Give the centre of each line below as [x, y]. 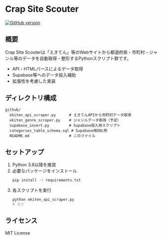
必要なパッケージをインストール [45, 171]
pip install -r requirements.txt [47, 180]
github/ [13, 110]
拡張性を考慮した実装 [34, 81]
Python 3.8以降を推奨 [34, 165]
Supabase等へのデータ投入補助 [44, 75]
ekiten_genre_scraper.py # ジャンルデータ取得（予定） [65, 120]
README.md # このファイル [53, 136]
